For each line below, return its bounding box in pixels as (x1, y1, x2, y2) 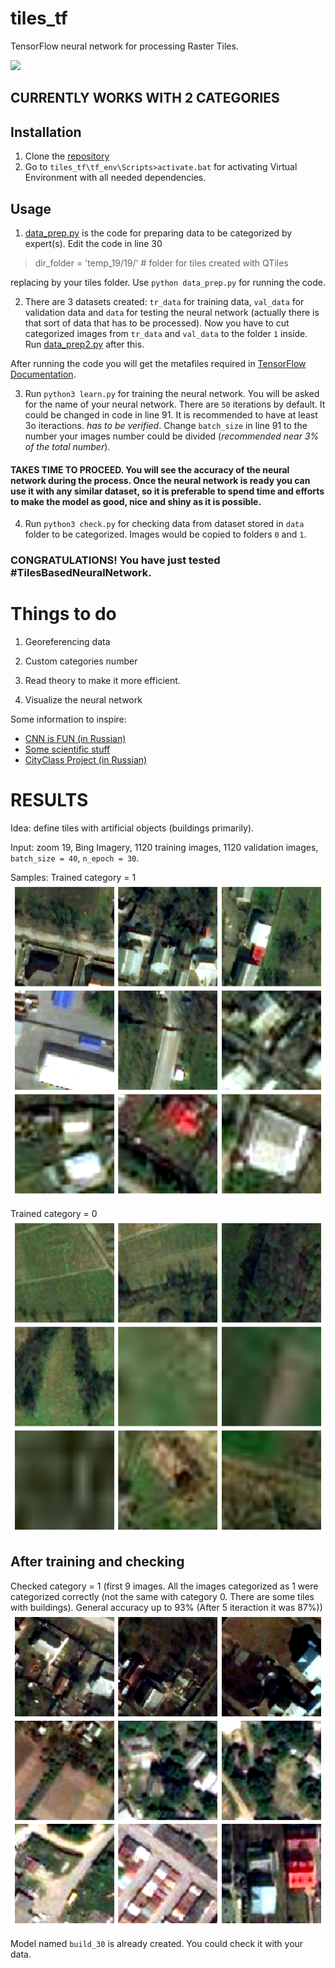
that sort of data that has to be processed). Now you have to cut (24, 317, 290, 329)
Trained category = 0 (10, 1207, 98, 1219)
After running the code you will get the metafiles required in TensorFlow (10, 357, 307, 369)
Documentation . (10, 368, 77, 380)
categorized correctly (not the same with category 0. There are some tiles (10, 1590, 315, 1602)
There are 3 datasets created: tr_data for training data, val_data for (24, 295, 305, 307)
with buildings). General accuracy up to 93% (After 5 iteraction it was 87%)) (10, 1601, 323, 1613)
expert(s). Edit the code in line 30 (24, 237, 163, 249)
